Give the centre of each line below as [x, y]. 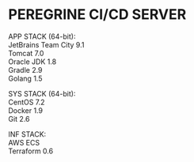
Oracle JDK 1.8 [32, 62]
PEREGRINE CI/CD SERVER [97, 15]
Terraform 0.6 [31, 151]
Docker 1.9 [26, 110]
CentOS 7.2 [27, 102]
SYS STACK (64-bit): [42, 93]
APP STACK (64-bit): [42, 36]
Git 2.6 [19, 119]
